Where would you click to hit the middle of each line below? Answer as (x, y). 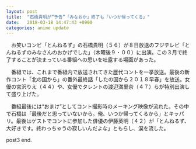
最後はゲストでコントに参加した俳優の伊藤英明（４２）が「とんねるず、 (103, 121)
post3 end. (19, 140)
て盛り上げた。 (24, 94)
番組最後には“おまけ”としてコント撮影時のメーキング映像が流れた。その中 (100, 106)
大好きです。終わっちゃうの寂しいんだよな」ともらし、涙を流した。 (87, 129)
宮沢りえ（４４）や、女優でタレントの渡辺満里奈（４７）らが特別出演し (103, 87)
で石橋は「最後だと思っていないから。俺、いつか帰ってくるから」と (87, 114)
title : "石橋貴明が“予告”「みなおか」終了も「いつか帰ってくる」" (78, 17)
